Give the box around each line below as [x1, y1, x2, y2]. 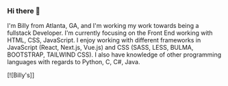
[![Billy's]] [7, 71, 35, 79]
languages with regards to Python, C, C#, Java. [7, 58, 140, 66]
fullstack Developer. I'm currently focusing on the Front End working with [7, 29, 214, 37]
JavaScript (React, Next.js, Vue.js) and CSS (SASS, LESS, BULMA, [7, 44, 194, 52]
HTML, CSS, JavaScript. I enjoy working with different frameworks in [7, 36, 201, 44]
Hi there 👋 [7, 6, 41, 16]
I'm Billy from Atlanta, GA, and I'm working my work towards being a [7, 22, 199, 30]
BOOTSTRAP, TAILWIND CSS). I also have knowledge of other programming [7, 51, 222, 59]
